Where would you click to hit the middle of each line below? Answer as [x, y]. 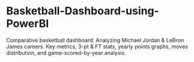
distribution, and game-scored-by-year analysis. [66, 52]
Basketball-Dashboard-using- [83, 11]
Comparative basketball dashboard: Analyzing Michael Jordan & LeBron [95, 40]
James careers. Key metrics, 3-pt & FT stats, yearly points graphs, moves [97, 46]
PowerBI [28, 24]
